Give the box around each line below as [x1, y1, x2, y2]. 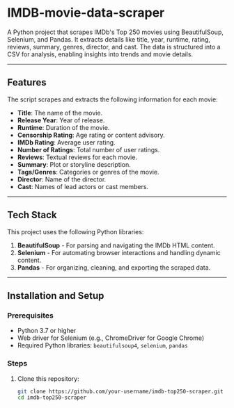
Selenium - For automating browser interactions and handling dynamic [17, 248, 221, 256]
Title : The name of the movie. [17, 108, 103, 117]
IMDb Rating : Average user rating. [17, 138, 116, 147]
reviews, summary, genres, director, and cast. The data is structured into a [7, 42, 221, 51]
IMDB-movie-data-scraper [7, 5, 165, 21]
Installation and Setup [7, 290, 104, 302]
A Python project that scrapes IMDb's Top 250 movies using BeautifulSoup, [7, 28, 224, 36]
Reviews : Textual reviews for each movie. [17, 153, 138, 161]
